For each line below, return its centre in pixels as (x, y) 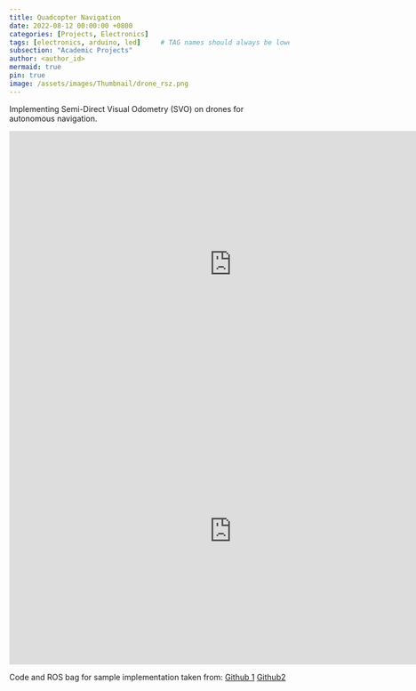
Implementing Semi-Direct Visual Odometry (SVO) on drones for (127, 108)
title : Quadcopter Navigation (65, 17)
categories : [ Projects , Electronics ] (79, 34)
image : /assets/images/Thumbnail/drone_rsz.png (99, 84)
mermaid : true (36, 68)
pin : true (28, 76)
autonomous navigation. (53, 118)
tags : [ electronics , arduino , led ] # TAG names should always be (141, 42)
